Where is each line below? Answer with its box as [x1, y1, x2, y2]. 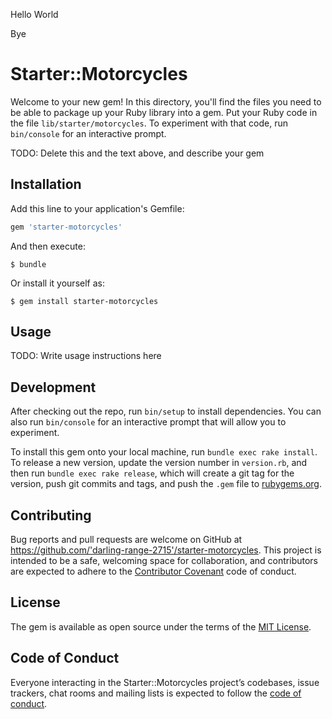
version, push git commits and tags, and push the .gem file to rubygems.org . [10, 478, 323, 490]
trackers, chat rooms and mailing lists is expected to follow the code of [10, 687, 302, 699]
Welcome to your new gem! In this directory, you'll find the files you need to [10, 95, 322, 108]
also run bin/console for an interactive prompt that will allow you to [10, 416, 287, 428]
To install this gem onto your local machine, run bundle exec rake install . [10, 446, 318, 458]
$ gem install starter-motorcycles [10, 296, 159, 306]
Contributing [10, 507, 92, 524]
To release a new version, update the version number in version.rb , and [10, 457, 308, 469]
